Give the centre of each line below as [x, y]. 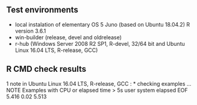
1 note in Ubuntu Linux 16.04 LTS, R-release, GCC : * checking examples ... [99, 83]
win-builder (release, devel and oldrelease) [68, 37]
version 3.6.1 [30, 31]
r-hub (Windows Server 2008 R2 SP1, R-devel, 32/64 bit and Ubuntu [100, 43]
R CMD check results [46, 69]
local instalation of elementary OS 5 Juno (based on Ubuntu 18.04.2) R [102, 24]
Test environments [42, 10]
